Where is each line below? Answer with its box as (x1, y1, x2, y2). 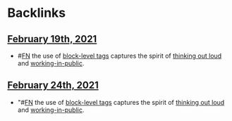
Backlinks (7, 5, 66, 21)
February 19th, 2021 (7, 33, 97, 45)
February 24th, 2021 (7, 79, 99, 91)
